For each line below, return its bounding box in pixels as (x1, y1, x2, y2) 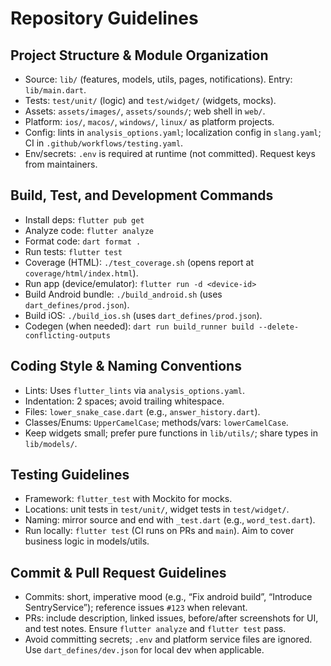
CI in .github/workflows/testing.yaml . (24, 137, 184, 149)
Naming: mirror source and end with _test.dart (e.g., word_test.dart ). (24, 514, 316, 526)
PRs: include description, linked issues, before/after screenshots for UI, (24, 612, 319, 624)
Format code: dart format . (24, 235, 142, 247)
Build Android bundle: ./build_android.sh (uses (24, 288, 223, 300)
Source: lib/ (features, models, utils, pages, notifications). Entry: (24, 73, 293, 85)
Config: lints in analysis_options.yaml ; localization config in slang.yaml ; (24, 127, 322, 138)
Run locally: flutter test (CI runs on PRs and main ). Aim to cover (24, 525, 295, 537)
